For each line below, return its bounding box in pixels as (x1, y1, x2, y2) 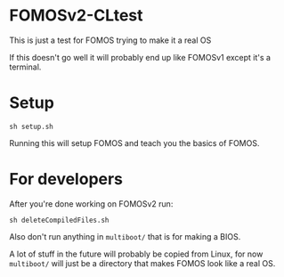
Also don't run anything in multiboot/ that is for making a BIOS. (9, 231, 241, 241)
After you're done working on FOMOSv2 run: (9, 198, 174, 209)
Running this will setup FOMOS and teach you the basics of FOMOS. (9, 137, 260, 148)
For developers (9, 169, 123, 190)
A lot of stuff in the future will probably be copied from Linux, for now (9, 248, 264, 259)
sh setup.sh (9, 122, 53, 131)
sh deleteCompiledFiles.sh (9, 216, 110, 224)
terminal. (9, 61, 42, 72)
